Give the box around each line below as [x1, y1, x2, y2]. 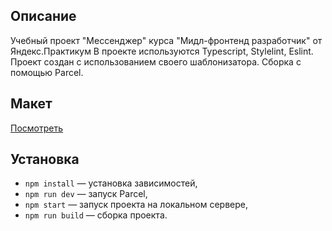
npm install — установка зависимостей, [24, 177, 198, 189]
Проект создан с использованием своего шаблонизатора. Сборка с [10, 55, 302, 68]
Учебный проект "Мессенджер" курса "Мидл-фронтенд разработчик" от [10, 34, 323, 46]
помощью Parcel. [10, 66, 84, 78]
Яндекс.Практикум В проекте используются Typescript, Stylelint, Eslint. [10, 45, 314, 57]
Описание [10, 8, 77, 25]
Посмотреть [10, 122, 64, 134]
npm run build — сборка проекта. [24, 209, 168, 221]
